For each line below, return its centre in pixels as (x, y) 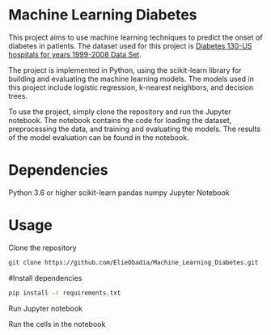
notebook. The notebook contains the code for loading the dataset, (120, 120)
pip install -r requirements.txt (65, 293)
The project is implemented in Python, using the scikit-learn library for (125, 70)
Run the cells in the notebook (57, 324)
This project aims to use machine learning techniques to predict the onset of (135, 37)
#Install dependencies (45, 278)
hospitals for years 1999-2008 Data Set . (75, 54)
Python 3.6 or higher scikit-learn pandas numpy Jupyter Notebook (119, 193)
